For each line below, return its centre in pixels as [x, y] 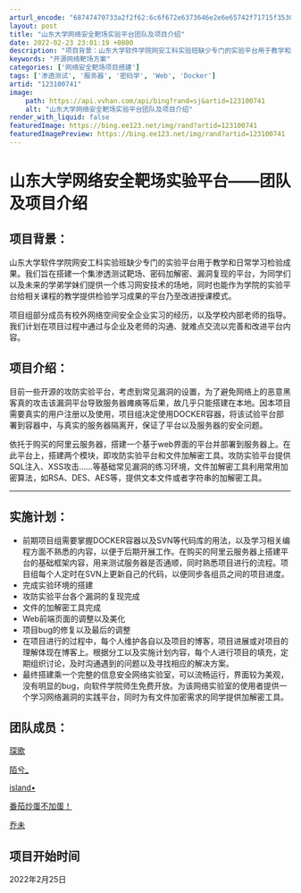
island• [22, 787]
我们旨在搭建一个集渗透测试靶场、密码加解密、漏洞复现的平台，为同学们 [158, 273]
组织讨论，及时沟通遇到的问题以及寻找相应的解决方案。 [132, 663]
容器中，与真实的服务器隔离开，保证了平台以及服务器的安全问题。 [146, 425]
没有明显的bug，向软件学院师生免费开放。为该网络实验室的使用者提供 [150, 685]
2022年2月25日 [38, 880]
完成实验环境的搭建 [58, 585]
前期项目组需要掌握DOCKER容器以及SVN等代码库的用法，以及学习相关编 [156, 540]
